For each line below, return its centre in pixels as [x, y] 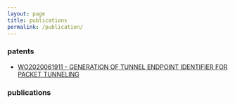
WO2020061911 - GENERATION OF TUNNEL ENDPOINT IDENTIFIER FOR [122, 67]
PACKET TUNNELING [48, 74]
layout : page [26, 14]
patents [21, 51]
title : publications [38, 20]
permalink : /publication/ [45, 27]
